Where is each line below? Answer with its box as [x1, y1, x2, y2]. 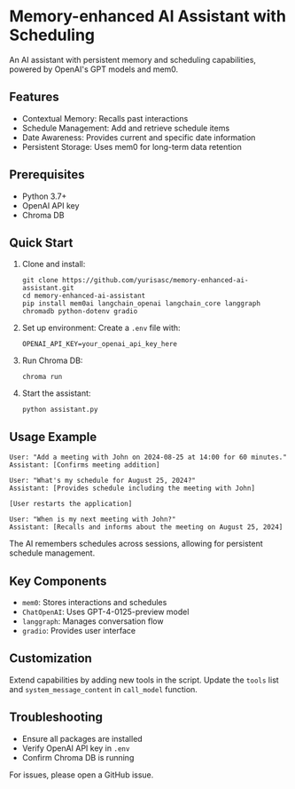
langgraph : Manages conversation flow [21, 616, 164, 627]
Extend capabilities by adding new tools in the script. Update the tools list [9, 675, 279, 685]
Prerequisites [9, 167, 85, 183]
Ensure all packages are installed [21, 733, 144, 744]
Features [9, 90, 59, 105]
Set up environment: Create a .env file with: [21, 322, 181, 334]
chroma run [21, 373, 63, 382]
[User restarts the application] [9, 500, 133, 509]
